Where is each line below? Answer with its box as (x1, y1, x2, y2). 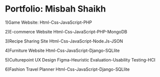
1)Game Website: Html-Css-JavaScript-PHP (5, 19, 92, 25)
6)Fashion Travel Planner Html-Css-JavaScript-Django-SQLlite (5, 66, 130, 72)
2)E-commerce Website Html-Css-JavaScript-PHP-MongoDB (5, 29, 128, 34)
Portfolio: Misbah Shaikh (5, 3, 106, 15)
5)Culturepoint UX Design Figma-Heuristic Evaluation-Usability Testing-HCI (5, 57, 156, 62)
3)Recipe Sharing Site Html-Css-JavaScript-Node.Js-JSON (5, 38, 123, 44)
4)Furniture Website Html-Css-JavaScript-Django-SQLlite (5, 47, 120, 53)
